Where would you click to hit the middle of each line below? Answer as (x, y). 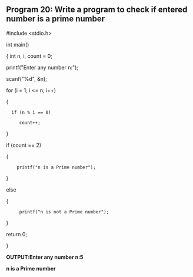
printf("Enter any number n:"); (42, 67)
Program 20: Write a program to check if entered (97, 10)
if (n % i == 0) (31, 112)
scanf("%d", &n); (26, 78)
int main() (18, 44)
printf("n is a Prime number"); (56, 167)
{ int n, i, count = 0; (29, 56)
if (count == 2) (24, 145)
